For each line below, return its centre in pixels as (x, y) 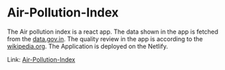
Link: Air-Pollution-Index (41, 59)
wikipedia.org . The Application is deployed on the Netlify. (88, 46)
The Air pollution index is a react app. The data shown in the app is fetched (113, 32)
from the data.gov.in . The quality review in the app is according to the (105, 38)
